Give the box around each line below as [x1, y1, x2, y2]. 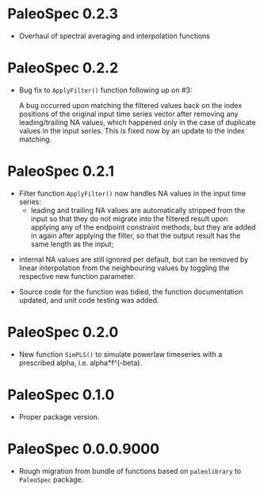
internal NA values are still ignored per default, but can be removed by [18, 254, 249, 264]
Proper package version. [18, 412, 100, 421]
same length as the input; [30, 239, 114, 249]
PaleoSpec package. [18, 475, 84, 484]
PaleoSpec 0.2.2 [7, 59, 119, 77]
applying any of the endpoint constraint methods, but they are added [30, 222, 256, 231]
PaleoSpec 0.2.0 [7, 323, 119, 341]
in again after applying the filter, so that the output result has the [30, 231, 241, 240]
